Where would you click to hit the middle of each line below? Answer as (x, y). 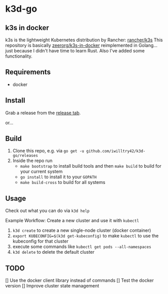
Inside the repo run (32, 161)
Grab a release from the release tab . (43, 113)
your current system (41, 172)
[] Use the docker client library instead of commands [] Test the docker (79, 280)
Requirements (28, 72)
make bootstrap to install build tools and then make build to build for (91, 166)
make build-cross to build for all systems (63, 182)
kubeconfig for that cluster (40, 241)
